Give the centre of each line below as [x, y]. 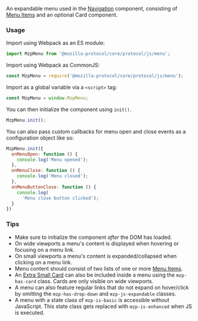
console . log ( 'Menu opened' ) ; [53, 160]
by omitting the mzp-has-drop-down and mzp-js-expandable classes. [95, 294]
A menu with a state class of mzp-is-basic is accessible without [92, 300]
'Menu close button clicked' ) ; [60, 198]
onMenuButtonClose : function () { [54, 187]
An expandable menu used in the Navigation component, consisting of [92, 9]
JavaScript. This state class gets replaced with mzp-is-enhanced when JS [103, 306]
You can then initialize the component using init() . [69, 109]
